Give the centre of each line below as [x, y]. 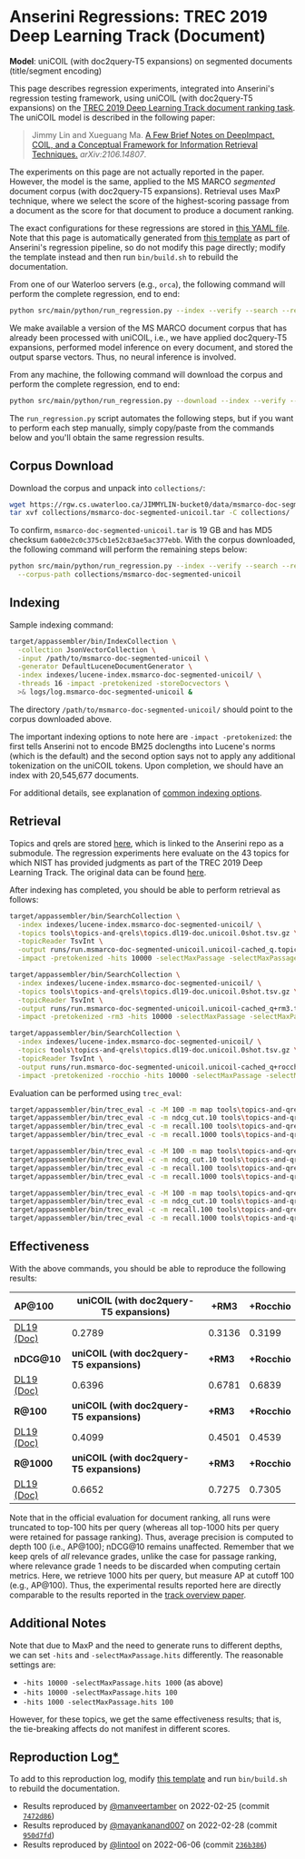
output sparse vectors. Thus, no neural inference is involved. [123, 357]
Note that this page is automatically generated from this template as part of [150, 237]
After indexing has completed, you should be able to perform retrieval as [145, 890]
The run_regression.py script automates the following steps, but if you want [152, 418]
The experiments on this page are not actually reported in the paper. [137, 172]
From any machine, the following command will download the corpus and [146, 374]
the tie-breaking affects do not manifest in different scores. [120, 1728]
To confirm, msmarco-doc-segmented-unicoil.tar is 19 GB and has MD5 [141, 530]
